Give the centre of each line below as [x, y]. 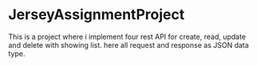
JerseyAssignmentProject [97, 15]
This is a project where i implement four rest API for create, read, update [127, 37]
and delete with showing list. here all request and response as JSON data [128, 45]
